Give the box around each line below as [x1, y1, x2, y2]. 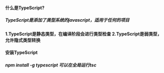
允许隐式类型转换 [5, 37, 41, 43]
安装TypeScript [5, 49, 38, 55]
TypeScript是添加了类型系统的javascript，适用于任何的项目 [5, 17, 129, 23]
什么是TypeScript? [5, 5, 45, 11]
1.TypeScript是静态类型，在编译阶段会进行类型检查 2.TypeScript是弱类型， [5, 31, 162, 37]
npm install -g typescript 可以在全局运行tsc [5, 62, 97, 68]
